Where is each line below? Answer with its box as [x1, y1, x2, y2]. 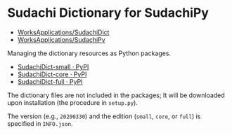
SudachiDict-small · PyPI [17, 62, 89, 71]
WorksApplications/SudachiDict [17, 28, 110, 36]
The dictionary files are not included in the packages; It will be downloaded [7, 91, 225, 99]
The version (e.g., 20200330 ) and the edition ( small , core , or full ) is [7, 112, 201, 120]
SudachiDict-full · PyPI [17, 77, 83, 85]
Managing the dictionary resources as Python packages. [7, 49, 171, 57]
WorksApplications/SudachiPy [17, 35, 105, 43]
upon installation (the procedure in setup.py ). [7, 98, 138, 106]
